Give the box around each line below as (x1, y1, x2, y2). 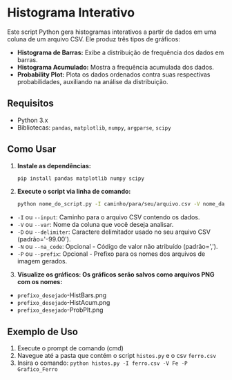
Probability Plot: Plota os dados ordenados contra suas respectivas (17, 70, 211, 79)
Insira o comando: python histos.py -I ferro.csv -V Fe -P (17, 359, 188, 367)
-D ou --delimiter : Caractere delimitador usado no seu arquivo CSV (17, 228, 211, 236)
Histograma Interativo (7, 5, 135, 21)
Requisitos (7, 98, 54, 110)
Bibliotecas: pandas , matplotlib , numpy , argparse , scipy (17, 123, 171, 132)
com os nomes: (17, 278, 63, 286)
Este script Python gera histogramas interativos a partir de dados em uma (7, 28, 217, 36)
